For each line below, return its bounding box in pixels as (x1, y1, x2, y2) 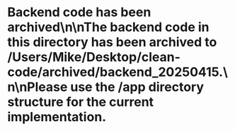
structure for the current (7, 94, 154, 110)
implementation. (7, 109, 107, 125)
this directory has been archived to (7, 35, 217, 50)
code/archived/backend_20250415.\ (7, 64, 229, 80)
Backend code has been (7, 4, 151, 20)
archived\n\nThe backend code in (7, 19, 210, 35)
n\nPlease (7, 79, 68, 95)
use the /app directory (70, 79, 204, 95)
